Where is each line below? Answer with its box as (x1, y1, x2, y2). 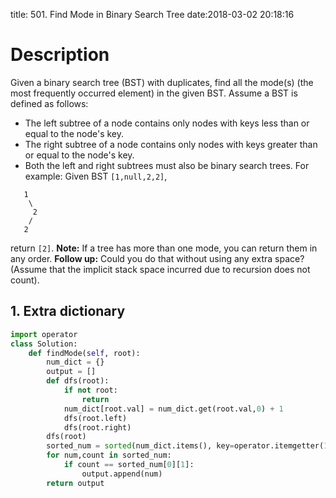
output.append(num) (81, 469, 163, 479)
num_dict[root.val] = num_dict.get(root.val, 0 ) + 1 (63, 404, 284, 414)
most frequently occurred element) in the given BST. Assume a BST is (10, 87, 298, 99)
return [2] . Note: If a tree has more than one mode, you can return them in (10, 242, 318, 254)
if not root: (63, 385, 118, 395)
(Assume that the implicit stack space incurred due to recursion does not (10, 263, 311, 275)
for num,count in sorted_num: (46, 450, 172, 461)
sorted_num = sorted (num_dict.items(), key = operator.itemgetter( (46, 441, 325, 451)
